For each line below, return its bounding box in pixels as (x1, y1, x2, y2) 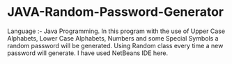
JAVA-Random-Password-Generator (7, 4, 224, 20)
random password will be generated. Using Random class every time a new (7, 41, 224, 50)
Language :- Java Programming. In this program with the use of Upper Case (7, 27, 225, 35)
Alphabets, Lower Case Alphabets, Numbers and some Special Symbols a (7, 34, 219, 42)
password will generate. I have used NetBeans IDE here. (7, 49, 169, 57)
